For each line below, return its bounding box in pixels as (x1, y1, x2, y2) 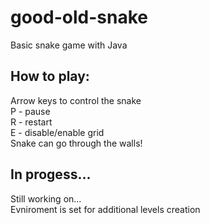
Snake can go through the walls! (10, 137, 143, 149)
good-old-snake (10, 6, 148, 29)
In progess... (10, 166, 92, 183)
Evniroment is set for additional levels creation (10, 203, 201, 215)
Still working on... (10, 192, 82, 205)
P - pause (10, 105, 51, 117)
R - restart (10, 116, 53, 128)
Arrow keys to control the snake (10, 94, 142, 106)
